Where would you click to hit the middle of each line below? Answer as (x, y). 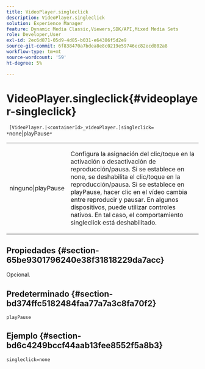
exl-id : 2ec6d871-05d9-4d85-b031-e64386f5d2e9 (67, 40)
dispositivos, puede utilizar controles (123, 207)
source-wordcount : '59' (37, 57)
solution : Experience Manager (45, 23)
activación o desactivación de (113, 162)
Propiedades (31, 250)
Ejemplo (22, 336)
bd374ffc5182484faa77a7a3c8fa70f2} (81, 303)
